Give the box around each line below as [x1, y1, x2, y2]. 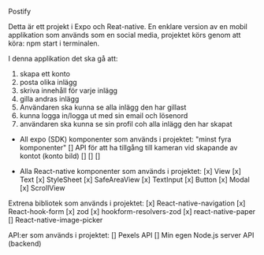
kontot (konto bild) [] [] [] [19, 151, 101, 161]
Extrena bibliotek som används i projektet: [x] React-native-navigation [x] [8, 198, 246, 208]
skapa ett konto [19, 69, 71, 78]
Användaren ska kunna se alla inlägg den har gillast [19, 102, 187, 112]
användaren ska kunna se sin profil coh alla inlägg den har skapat [19, 120, 232, 128]
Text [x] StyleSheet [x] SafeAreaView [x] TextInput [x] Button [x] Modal [19, 175, 250, 184]
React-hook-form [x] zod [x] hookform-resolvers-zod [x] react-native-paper [8, 207, 256, 216]
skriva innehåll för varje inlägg [19, 86, 118, 95]
